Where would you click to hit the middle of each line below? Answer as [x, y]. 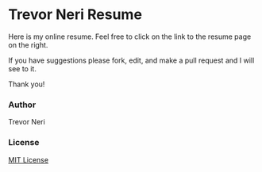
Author [22, 105]
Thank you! [27, 84]
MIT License [29, 159]
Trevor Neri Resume [75, 15]
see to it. [23, 68]
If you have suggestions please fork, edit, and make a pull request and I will [131, 60]
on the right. [28, 44]
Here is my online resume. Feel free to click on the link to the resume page [130, 36]
